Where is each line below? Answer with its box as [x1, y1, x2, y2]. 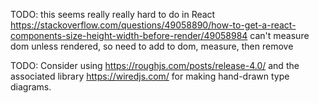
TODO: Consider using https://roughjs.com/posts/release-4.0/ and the [10, 60, 300, 71]
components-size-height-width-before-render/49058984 [10, 30, 248, 41]
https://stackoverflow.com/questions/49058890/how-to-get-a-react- [10, 19, 297, 31]
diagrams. [10, 81, 52, 93]
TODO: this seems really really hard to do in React [10, 9, 216, 20]
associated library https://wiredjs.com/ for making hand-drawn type [10, 70, 290, 82]
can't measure [249, 30, 310, 41]
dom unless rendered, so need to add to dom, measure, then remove [10, 40, 294, 52]
